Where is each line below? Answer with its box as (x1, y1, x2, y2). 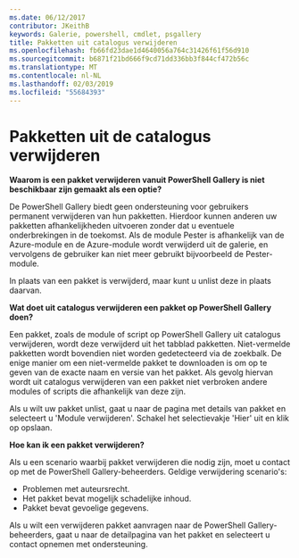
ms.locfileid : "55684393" (9, 87, 105, 96)
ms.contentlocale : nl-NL (9, 71, 102, 80)
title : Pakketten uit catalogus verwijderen (9, 37, 178, 47)
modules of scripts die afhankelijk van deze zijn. (9, 386, 187, 397)
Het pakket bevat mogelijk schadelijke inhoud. (21, 493, 192, 504)
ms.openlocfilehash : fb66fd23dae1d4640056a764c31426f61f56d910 (9, 46, 250, 55)
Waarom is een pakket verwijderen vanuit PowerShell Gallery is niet (9, 175, 265, 186)
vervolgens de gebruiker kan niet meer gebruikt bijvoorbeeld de (9, 249, 244, 260)
